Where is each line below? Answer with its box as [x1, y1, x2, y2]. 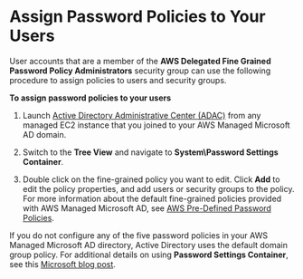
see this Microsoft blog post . [9, 258, 116, 269]
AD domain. [22, 129, 67, 139]
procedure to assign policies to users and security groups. [9, 74, 227, 85]
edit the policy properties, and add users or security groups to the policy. [22, 183, 295, 194]
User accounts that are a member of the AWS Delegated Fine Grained [9, 55, 271, 66]
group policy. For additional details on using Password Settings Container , [9, 249, 289, 260]
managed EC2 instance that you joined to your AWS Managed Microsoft [22, 120, 291, 130]
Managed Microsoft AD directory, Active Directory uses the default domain [9, 239, 288, 250]
